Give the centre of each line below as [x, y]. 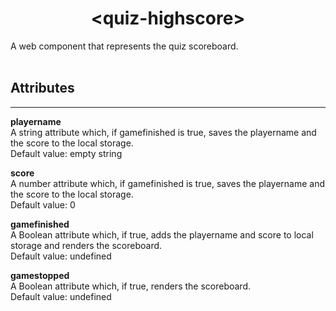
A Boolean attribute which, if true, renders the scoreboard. [131, 286]
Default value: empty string [66, 153]
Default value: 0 [43, 204]
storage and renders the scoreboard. [86, 245]
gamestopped [40, 275]
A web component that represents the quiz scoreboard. [124, 46]
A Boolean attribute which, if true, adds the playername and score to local [162, 234]
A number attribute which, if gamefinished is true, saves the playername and [168, 183]
